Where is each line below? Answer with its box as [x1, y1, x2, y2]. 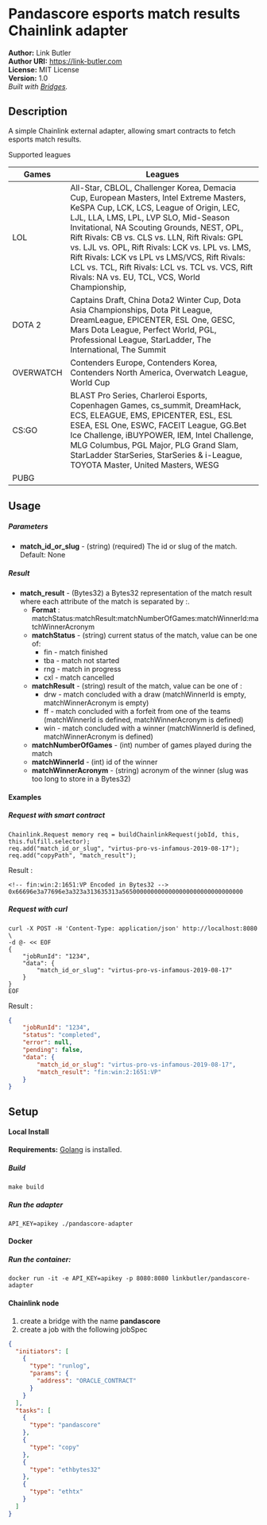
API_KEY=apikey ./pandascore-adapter [8, 1220, 133, 1228]
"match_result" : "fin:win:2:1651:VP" [37, 1068, 161, 1076]
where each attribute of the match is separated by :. [19, 597, 190, 607]
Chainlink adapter [8, 21, 129, 40]
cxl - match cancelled [43, 673, 115, 682]
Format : [31, 605, 60, 615]
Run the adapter [8, 1200, 64, 1209]
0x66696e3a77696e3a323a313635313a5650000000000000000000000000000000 [8, 887, 244, 895]
